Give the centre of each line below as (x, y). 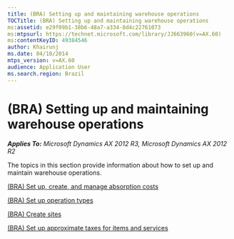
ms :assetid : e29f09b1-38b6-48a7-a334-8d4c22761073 (84, 27)
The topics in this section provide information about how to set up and (111, 166)
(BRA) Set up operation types (51, 200)
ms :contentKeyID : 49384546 (47, 41)
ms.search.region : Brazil (46, 73)
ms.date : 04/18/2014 (38, 54)
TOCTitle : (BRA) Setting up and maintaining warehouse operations (108, 21)
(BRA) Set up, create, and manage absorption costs (83, 187)
